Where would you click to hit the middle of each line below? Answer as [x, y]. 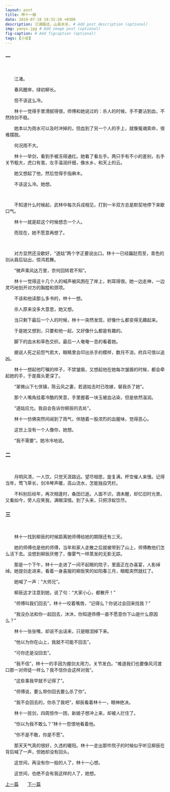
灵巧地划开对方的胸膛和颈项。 [36, 288]
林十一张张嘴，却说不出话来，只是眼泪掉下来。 [63, 631]
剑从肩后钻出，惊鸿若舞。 [32, 260]
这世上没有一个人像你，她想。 [45, 430]
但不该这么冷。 [30, 101]
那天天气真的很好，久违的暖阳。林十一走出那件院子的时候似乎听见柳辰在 [90, 745]
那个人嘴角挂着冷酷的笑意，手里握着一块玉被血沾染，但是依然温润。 [85, 398]
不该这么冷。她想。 [34, 184]
